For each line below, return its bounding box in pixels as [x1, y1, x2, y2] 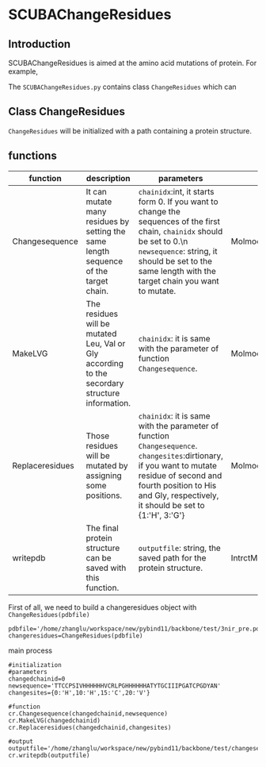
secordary [85, 377, 124, 388]
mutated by [85, 460, 128, 471]
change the [138, 206, 180, 217]
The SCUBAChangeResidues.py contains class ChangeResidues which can [8, 82, 237, 91]
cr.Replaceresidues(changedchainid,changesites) [8, 723, 172, 731]
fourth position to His [138, 480, 217, 491]
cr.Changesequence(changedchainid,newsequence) [8, 709, 169, 718]
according [85, 357, 124, 368]
